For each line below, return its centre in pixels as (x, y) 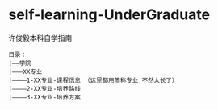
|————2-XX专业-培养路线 (44, 89)
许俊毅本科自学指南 (40, 38)
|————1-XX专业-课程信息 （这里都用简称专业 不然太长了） (93, 80)
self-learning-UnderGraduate (109, 15)
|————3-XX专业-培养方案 (44, 97)
